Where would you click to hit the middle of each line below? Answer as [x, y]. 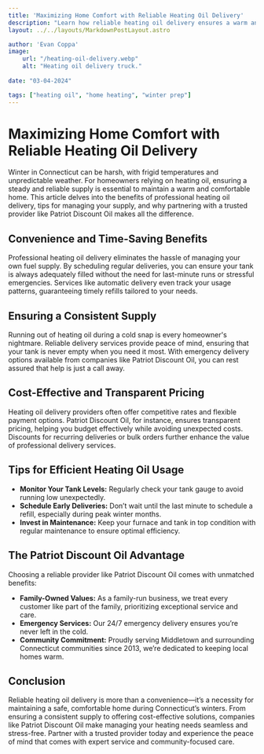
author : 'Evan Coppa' [44, 44]
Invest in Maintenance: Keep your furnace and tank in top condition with [137, 522]
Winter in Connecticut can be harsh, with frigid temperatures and [113, 172]
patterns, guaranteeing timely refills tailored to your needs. [103, 291]
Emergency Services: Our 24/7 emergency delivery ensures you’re [128, 623]
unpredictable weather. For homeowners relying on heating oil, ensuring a [128, 181]
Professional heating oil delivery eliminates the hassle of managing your [125, 258]
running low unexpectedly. [62, 497]
